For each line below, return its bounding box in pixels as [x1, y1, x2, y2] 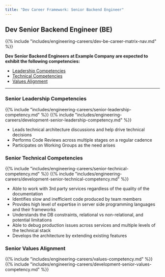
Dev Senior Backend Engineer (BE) [5, 26, 113, 34]
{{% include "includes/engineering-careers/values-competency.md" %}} [5, 256, 153, 262]
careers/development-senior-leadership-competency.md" [5, 117, 123, 123]
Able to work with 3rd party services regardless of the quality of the [12, 185, 150, 192]
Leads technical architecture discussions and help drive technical [12, 126, 145, 132]
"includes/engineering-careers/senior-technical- [30, 166, 129, 172]
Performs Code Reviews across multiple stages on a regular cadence [12, 137, 152, 143]
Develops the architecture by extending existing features [12, 233, 127, 239]
